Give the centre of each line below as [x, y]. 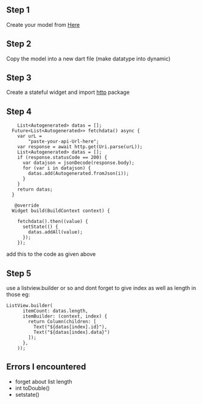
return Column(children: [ [62, 322]
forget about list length [44, 381]
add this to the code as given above [51, 254]
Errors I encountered [46, 367]
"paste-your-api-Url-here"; [64, 142]
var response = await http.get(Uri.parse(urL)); [80, 147]
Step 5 [19, 273]
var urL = [30, 136]
